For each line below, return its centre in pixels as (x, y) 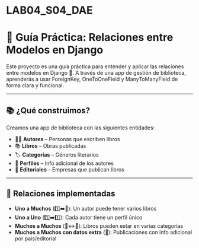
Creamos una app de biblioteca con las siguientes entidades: (81, 128)
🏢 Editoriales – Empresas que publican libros (69, 169)
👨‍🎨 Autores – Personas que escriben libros (67, 139)
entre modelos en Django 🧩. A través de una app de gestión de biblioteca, (96, 73)
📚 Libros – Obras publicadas (50, 145)
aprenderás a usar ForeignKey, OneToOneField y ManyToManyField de (92, 79)
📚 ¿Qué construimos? (48, 110)
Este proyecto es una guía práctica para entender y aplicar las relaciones (95, 66)
